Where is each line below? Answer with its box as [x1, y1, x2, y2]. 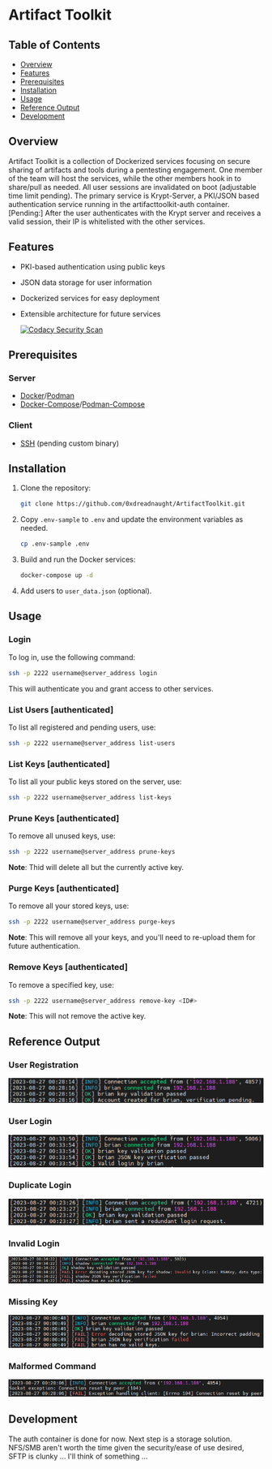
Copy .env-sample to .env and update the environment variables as [19, 515, 244, 524]
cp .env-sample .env [19, 540, 90, 549]
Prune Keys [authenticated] [8, 812, 120, 824]
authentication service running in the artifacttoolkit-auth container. [8, 199, 230, 209]
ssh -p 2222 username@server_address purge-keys [8, 918, 176, 926]
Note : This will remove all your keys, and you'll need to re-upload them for [8, 933, 257, 942]
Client [8, 420, 32, 431]
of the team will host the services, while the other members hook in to [8, 173, 241, 183]
